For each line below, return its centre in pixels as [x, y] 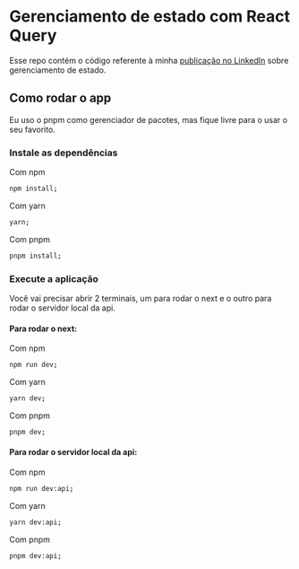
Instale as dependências [64, 153]
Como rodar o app [60, 98]
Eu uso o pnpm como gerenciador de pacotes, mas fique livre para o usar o [149, 119]
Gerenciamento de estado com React [150, 17]
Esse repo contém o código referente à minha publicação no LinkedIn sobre [149, 60]
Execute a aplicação [54, 278]
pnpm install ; [36, 256]
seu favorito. [33, 129]
